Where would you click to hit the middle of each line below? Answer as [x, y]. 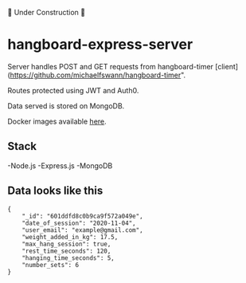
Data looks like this [55, 191]
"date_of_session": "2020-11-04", [79, 223]
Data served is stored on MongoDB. [66, 106]
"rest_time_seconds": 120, [66, 251]
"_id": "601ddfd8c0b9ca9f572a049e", [83, 216]
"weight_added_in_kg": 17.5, [70, 237]
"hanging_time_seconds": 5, [68, 258]
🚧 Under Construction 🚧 [46, 12]
